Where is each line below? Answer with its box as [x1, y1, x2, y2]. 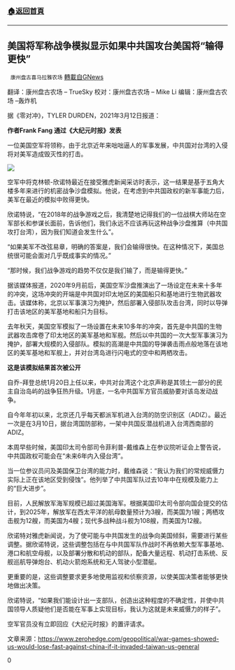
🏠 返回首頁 [7, 6, 45, 15]
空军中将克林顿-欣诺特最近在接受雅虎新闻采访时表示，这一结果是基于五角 [7, 178, 219, 186]
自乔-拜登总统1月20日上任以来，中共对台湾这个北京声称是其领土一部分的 [7, 378, 217, 386]
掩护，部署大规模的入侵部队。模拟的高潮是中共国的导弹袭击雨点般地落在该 [7, 340, 222, 348]
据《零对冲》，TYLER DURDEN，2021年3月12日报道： [7, 111, 161, 120]
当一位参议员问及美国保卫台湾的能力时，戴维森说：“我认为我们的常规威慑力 [7, 467, 225, 475]
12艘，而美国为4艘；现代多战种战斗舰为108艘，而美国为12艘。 [25, 517, 206, 525]
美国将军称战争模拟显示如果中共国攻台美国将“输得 [7, 40, 224, 52]
